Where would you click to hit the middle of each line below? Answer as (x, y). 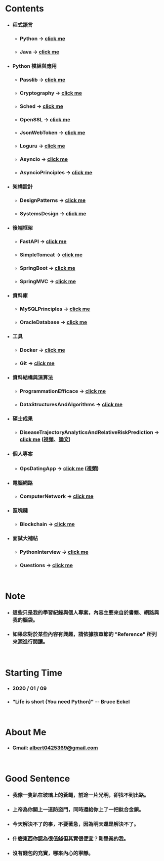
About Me (26, 732)
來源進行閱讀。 (30, 642)
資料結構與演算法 (33, 378)
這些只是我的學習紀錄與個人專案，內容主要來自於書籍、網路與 (86, 613)
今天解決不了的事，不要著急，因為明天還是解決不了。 (76, 824)
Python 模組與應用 (34, 66)
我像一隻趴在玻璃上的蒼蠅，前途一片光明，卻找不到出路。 (81, 795)
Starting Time (34, 673)
